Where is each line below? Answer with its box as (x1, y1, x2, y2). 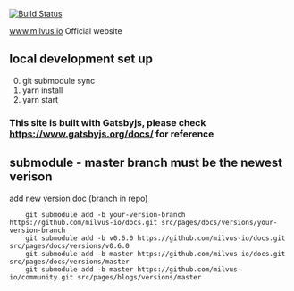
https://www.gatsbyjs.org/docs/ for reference (9, 128, 214, 140)
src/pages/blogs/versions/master (77, 272, 202, 281)
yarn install (21, 85, 63, 96)
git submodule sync (21, 75, 96, 86)
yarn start (21, 94, 59, 104)
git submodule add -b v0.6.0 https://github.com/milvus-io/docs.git (25, 233, 286, 243)
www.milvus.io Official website (9, 26, 122, 36)
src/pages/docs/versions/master (9, 257, 130, 266)
